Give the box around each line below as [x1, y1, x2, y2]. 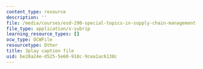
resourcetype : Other [6, 43, 59, 49]
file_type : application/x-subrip [6, 25, 91, 32]
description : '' [6, 14, 47, 20]
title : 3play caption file [6, 48, 74, 54]
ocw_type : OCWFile [6, 37, 53, 43]
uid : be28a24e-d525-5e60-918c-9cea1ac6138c [6, 53, 118, 59]
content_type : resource [6, 8, 66, 15]
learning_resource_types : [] [6, 31, 80, 37]
